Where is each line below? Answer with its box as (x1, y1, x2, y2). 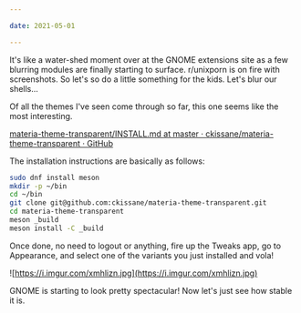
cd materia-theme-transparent (9, 207, 125, 217)
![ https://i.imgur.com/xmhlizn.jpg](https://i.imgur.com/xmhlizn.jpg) (9, 268, 258, 278)
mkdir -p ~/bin (9, 181, 67, 191)
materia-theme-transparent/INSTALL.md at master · (9, 128, 203, 139)
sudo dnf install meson (9, 173, 100, 182)
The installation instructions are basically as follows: (9, 156, 205, 167)
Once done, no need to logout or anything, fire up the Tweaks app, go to (9, 240, 281, 251)
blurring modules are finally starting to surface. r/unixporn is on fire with (9, 64, 280, 75)
